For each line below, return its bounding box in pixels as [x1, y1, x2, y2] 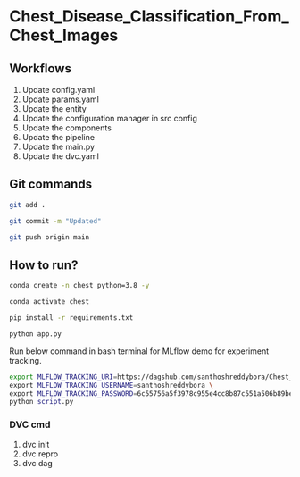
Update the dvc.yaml [21, 151, 100, 162]
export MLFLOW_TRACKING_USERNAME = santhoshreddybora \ [9, 381, 214, 389]
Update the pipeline [21, 132, 96, 142]
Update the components [21, 122, 112, 133]
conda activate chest [9, 297, 90, 306]
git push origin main [9, 232, 90, 242]
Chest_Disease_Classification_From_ [9, 6, 290, 27]
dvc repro [21, 448, 59, 459]
